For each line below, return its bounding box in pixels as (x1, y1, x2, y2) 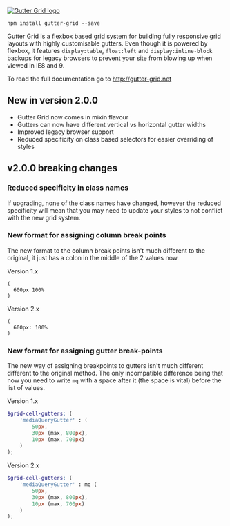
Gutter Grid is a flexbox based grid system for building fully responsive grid (7, 32, 221, 40)
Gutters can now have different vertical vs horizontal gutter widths (17, 120, 206, 128)
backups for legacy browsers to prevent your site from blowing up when (7, 54, 213, 62)
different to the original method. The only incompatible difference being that (7, 369, 223, 378)
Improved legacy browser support (17, 128, 114, 136)
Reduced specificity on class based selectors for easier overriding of (17, 135, 214, 143)
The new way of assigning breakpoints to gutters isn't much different (7, 362, 204, 370)
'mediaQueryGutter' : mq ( (19, 481, 97, 488)
